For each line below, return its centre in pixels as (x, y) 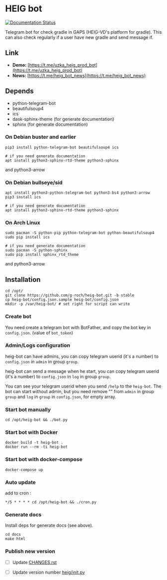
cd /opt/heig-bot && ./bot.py (37, 420)
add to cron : (18, 493)
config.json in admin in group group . (42, 361)
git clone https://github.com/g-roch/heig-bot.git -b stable (70, 295)
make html (15, 539)
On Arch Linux (23, 223)
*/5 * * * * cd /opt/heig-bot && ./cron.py (51, 502)
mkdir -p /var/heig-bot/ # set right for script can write (68, 304)
